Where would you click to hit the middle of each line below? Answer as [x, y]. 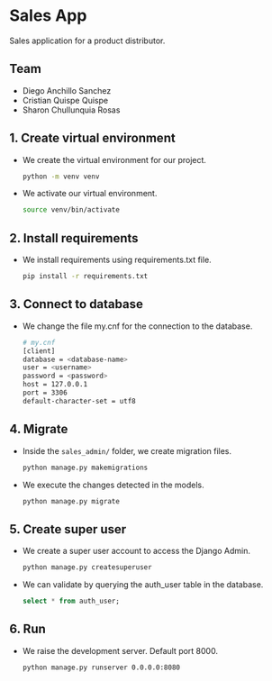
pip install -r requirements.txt [85, 277]
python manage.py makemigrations [85, 468]
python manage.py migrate [71, 501]
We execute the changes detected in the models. [113, 485]
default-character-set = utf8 [79, 401]
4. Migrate [39, 429]
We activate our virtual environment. [90, 194]
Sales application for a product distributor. [87, 41]
